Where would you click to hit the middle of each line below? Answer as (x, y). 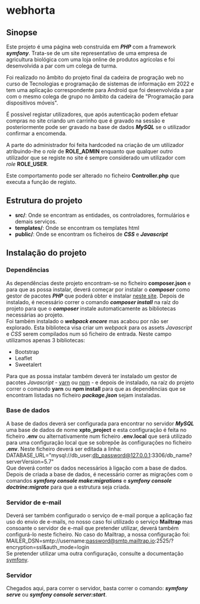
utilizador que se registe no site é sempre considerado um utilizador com (96, 158)
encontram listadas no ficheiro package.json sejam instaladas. (84, 395)
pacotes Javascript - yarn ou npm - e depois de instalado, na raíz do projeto (100, 382)
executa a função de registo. (41, 182)
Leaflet (24, 358)
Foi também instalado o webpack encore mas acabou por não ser (87, 321)
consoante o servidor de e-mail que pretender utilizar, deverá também (93, 528)
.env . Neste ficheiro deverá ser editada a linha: (64, 449)
